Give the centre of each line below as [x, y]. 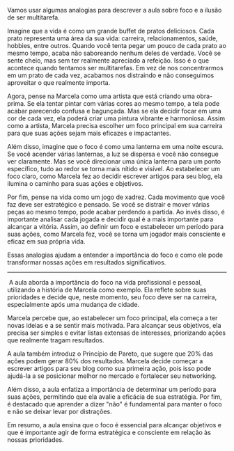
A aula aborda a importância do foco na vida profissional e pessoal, [106, 282]
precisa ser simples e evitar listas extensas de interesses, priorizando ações [117, 333]
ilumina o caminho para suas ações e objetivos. [75, 183]
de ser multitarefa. [34, 17]
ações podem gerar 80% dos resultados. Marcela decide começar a [105, 361]
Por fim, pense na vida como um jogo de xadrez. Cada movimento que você [116, 197]
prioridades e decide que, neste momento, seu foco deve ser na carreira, [112, 297]
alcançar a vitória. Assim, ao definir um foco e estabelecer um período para [116, 227]
